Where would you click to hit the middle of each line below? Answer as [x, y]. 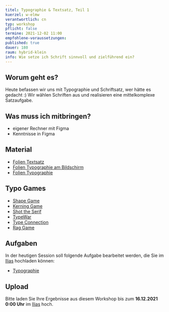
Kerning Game [28, 206]
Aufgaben [21, 243]
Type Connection [31, 222]
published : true [22, 43]
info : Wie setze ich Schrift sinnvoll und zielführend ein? [70, 57]
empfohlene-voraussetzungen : [36, 38]
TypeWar [22, 217]
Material [18, 150]
